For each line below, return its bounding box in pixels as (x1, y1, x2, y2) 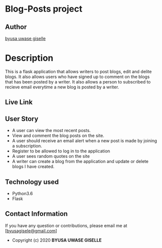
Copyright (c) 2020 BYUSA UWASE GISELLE (12, 237, 102, 243)
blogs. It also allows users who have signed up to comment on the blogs (5, 74, 150, 80)
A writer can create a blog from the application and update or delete (12, 159, 149, 165)
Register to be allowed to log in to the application (12, 148, 110, 154)
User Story (5, 115, 38, 123)
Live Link (5, 98, 33, 106)
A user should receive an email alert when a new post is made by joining (12, 138, 157, 144)
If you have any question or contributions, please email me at (5, 222, 127, 229)
